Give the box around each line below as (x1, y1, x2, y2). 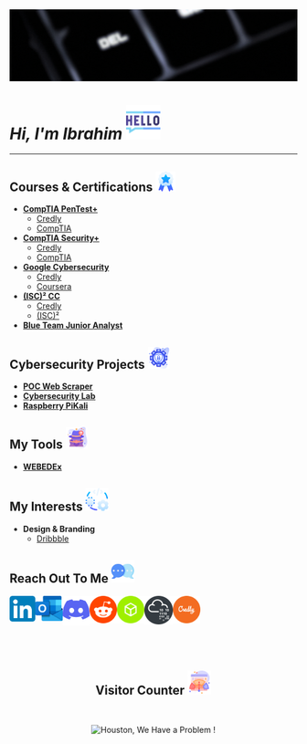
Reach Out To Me (9, 571, 110, 587)
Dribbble (36, 533, 69, 544)
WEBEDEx (22, 461, 62, 472)
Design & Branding (22, 523, 96, 534)
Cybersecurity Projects (9, 356, 145, 372)
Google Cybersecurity (22, 262, 110, 273)
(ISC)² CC (22, 291, 61, 302)
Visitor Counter (95, 682, 185, 697)
